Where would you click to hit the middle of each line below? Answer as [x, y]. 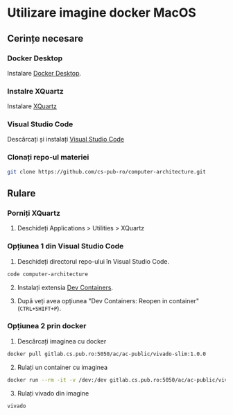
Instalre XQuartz [35, 91]
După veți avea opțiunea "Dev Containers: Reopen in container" [108, 300]
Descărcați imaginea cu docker [62, 341]
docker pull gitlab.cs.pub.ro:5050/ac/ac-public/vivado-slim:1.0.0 [107, 354]
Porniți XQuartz [34, 213]
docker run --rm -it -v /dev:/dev [57, 380]
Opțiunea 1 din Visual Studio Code [66, 246]
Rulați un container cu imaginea [62, 367]
